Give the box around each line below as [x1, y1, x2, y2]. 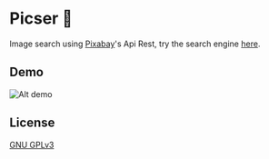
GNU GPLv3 [9, 139, 55, 150]
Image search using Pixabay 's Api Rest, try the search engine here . [9, 38, 261, 49]
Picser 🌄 [9, 8, 73, 29]
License [9, 115, 55, 131]
